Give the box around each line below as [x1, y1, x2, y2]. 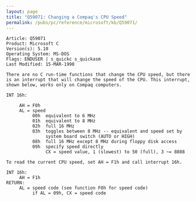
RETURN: [6, 180, 25, 186]
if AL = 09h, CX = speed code [32, 190, 107, 196]
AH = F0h [19, 102, 41, 109]
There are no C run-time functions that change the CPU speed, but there [6, 72, 191, 78]
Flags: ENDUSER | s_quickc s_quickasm [6, 57, 101, 62]
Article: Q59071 [6, 36, 46, 42]
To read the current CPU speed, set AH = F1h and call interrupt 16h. [6, 160, 183, 165]
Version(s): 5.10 [6, 46, 49, 52]
